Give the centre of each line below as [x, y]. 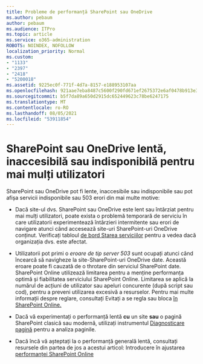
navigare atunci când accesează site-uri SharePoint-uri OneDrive [96, 229]
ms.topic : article [29, 35]
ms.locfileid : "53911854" [39, 119]
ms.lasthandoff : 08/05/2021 [42, 113]
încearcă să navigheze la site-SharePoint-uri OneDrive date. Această [100, 260]
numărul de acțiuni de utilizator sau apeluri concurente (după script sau [104, 286]
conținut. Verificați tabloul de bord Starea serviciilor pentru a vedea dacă [105, 235]
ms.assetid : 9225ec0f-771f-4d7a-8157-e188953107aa [71, 85]
